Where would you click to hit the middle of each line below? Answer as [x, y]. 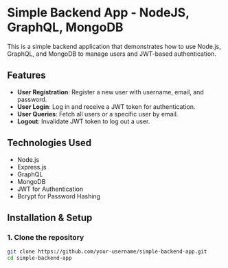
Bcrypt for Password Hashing [59, 196]
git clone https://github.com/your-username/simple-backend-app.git [107, 252]
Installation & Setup [50, 217]
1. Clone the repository [46, 237]
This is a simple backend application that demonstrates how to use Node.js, [114, 46]
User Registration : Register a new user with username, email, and [110, 92]
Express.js [32, 167]
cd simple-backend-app [39, 258]
